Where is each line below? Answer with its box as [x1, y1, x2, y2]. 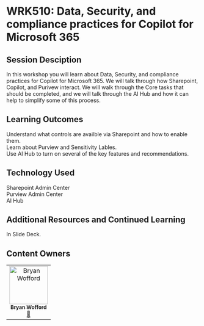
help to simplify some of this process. [6, 96, 101, 104]
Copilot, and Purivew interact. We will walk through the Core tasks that [6, 84, 184, 91]
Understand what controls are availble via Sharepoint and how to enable [6, 130, 188, 138]
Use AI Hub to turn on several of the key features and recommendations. [6, 150, 189, 157]
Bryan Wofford [10, 304, 47, 311]
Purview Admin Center [6, 190, 63, 198]
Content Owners [6, 248, 71, 259]
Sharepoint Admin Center [6, 184, 70, 191]
